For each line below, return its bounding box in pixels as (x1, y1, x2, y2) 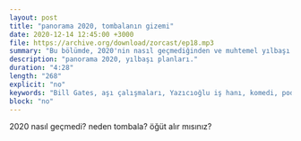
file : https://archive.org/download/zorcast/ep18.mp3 (9, 38, 215, 48)
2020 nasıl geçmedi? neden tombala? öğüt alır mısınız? (9, 121, 212, 132)
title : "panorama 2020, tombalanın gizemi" (9, 22, 175, 31)
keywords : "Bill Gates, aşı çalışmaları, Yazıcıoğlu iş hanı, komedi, (9, 88, 279, 97)
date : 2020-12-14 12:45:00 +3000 (9, 30, 134, 39)
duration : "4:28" (9, 64, 74, 73)
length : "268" (9, 72, 63, 81)
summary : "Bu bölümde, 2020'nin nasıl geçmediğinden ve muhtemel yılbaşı (9, 47, 291, 56)
